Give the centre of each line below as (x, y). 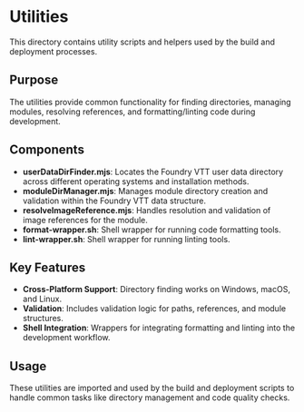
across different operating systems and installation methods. (136, 181)
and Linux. (42, 299)
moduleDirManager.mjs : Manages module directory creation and (145, 191)
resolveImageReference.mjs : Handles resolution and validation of (147, 210)
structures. (43, 319)
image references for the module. (85, 220)
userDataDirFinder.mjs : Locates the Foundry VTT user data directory (153, 172)
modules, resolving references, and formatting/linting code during (132, 112)
